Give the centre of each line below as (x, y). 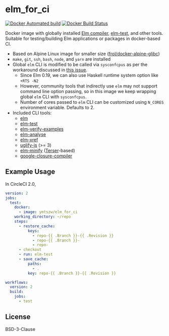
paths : (35, 264)
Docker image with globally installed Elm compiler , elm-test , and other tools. (84, 33)
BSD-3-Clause (20, 329)
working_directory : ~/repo (43, 217)
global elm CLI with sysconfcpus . (53, 97)
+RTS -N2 (29, 81)
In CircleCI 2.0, (21, 184)
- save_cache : (34, 259)
